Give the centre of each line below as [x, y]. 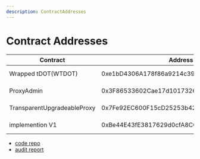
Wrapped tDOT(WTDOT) [44, 74]
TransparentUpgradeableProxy [52, 107]
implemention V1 [33, 125]
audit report [29, 150]
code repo [27, 143]
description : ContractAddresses [46, 12]
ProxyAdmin [26, 91]
